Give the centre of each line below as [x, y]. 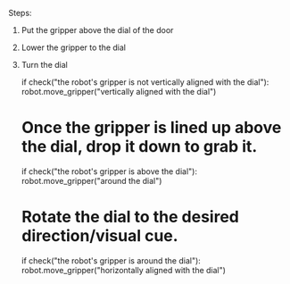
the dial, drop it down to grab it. [139, 147]
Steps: [20, 13]
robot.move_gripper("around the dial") [91, 180]
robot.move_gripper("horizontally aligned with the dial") [124, 270]
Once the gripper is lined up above [151, 128]
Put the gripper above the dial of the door [97, 30]
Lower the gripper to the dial [74, 47]
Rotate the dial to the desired [130, 217]
